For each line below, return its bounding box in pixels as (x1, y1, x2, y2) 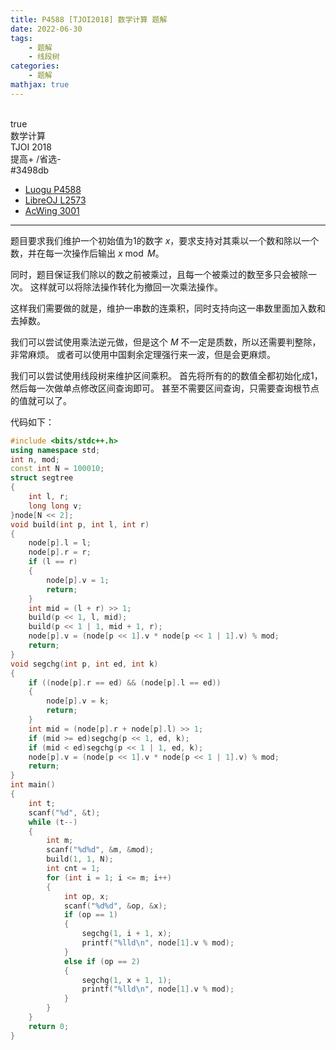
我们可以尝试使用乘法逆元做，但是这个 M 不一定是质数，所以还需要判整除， (10, 336, 322, 348)
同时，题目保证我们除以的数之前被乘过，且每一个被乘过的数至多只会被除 (10, 268, 308, 280)
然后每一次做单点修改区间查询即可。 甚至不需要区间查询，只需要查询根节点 (10, 382, 320, 394)
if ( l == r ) (28, 557, 78, 567)
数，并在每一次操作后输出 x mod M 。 (10, 247, 165, 259)
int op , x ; (63, 891, 110, 901)
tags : (10, 33, 33, 43)
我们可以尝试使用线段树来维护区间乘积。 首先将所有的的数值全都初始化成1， (10, 369, 323, 381)
